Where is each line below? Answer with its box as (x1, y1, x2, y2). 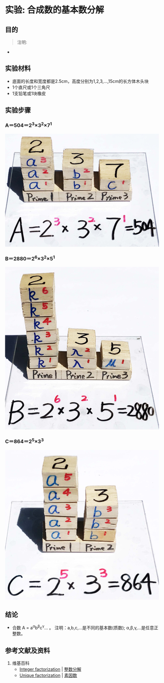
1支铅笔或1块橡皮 (12, 90, 46, 96)
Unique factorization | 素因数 (19, 672, 77, 679)
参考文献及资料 (5, 646, 50, 655)
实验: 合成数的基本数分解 (5, 4, 104, 16)
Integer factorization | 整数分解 (19, 666, 82, 672)
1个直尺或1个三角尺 (12, 84, 50, 90)
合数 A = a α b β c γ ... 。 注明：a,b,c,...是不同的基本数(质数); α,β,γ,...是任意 (12, 623, 154, 630)
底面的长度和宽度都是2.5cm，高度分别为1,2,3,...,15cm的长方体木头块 (12, 78, 149, 84)
